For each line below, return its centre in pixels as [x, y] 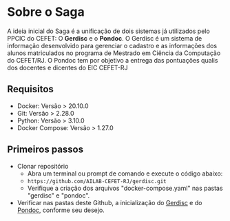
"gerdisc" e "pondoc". [59, 195]
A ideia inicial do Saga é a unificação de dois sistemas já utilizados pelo [108, 31]
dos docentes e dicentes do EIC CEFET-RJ [68, 67]
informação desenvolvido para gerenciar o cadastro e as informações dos [112, 45]
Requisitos [30, 89]
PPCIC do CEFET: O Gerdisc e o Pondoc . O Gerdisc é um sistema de [105, 38]
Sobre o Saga [46, 12]
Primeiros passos [45, 150]
